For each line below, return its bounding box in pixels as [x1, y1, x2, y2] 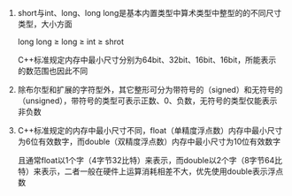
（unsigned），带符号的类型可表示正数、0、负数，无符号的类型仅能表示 [17, 95, 278, 106]
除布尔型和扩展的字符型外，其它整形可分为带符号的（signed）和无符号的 [17, 85, 283, 94]
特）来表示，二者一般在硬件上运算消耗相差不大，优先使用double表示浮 [17, 166, 276, 177]
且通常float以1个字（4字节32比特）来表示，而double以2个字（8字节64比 [17, 155, 283, 165]
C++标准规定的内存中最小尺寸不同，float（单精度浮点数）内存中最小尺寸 [17, 125, 283, 135]
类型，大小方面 [17, 19, 73, 29]
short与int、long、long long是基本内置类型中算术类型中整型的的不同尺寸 [17, 8, 282, 18]
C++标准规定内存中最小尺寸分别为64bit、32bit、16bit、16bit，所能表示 [17, 55, 277, 64]
